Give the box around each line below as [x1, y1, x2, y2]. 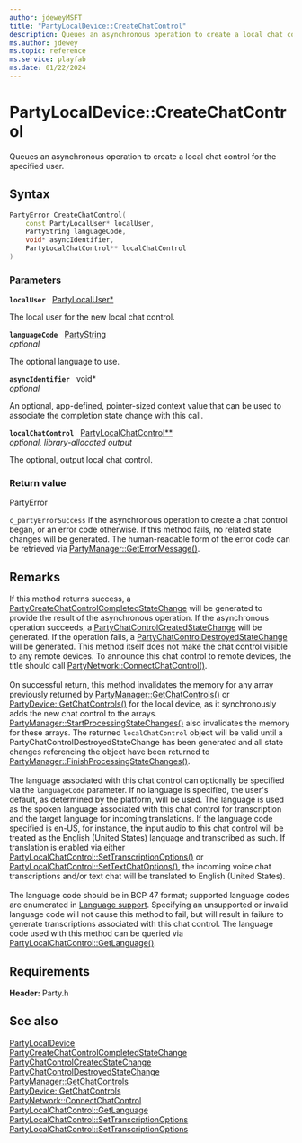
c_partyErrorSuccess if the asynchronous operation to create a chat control [9, 515, 288, 526]
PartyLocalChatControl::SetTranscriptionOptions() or [9, 851, 204, 862]
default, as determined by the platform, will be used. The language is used [9, 794, 285, 805]
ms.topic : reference [9, 47, 87, 56]
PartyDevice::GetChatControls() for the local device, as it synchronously [9, 698, 277, 709]
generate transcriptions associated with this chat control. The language [9, 919, 274, 930]
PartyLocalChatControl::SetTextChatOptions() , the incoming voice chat [9, 861, 271, 872]
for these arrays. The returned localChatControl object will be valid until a [9, 727, 283, 738]
